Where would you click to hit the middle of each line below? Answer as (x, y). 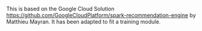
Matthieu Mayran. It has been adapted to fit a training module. (83, 22)
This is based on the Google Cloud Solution (60, 9)
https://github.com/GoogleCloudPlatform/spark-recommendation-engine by (101, 15)
